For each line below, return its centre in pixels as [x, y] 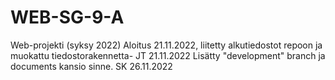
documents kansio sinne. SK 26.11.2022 [91, 66]
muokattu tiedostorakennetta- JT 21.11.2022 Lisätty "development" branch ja [168, 55]
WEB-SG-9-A [67, 17]
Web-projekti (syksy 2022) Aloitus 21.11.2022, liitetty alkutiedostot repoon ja [166, 45]
